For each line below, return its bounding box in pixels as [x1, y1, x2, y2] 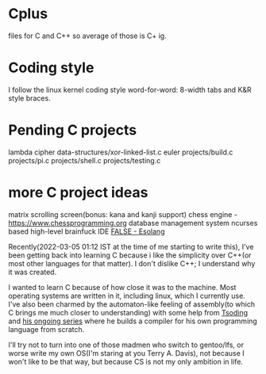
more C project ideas [8, 184, 148, 201]
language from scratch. [8, 324, 85, 334]
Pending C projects [8, 121, 137, 139]
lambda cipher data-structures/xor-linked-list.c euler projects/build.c [8, 147, 233, 157]
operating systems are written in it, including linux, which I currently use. [8, 291, 246, 300]
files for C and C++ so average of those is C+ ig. [8, 31, 167, 40]
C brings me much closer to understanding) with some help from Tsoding [8, 307, 249, 317]
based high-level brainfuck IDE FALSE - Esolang [8, 227, 165, 236]
